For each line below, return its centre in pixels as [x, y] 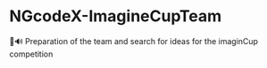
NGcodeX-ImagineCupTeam [116, 16]
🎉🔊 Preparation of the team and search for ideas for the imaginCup [134, 41]
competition [31, 54]
